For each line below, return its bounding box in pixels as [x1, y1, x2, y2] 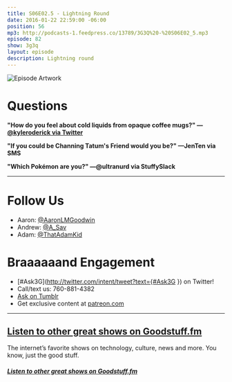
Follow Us [7, 192, 64, 208]
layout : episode [7, 49, 54, 56]
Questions [7, 98, 68, 114]
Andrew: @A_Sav [17, 223, 67, 231]
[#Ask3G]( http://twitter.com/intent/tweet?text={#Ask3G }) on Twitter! [17, 277, 214, 285]
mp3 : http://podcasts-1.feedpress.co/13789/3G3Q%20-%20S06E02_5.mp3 [7, 29, 209, 37]
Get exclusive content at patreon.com [17, 299, 124, 308]
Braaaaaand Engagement [7, 254, 155, 270]
